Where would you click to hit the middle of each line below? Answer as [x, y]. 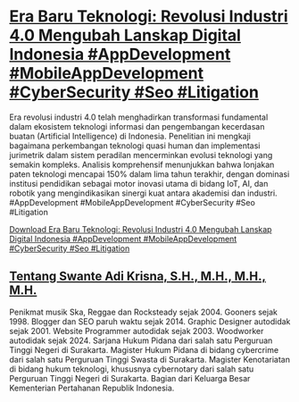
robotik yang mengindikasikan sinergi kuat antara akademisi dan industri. [144, 193]
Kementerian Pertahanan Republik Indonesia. [92, 388]
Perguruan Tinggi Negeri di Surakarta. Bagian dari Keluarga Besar [130, 378]
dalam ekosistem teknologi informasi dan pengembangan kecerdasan [137, 126]
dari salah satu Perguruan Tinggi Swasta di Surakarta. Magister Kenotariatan [149, 359]
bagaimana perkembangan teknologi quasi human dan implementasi [135, 146]
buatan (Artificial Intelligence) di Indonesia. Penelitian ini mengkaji [130, 136]
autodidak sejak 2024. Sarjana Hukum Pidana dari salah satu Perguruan [141, 340]
